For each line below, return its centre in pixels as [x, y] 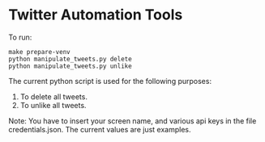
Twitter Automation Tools [96, 15]
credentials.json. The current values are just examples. [100, 129]
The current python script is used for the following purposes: [110, 81]
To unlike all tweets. [53, 105]
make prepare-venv [39, 52]
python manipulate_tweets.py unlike [70, 66]
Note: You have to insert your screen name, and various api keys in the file [132, 121]
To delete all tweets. [53, 96]
